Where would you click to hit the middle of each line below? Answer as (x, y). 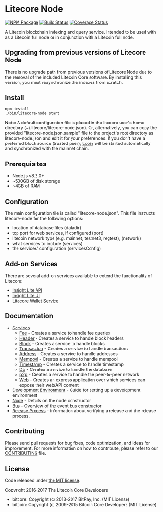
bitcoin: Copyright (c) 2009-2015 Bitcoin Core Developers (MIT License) (84, 505)
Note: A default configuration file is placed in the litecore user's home (75, 123)
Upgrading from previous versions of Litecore (76, 52)
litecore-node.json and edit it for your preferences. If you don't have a (75, 138)
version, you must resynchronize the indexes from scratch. (64, 82)
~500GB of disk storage (36, 181)
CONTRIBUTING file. (26, 453)
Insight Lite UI (26, 295)
